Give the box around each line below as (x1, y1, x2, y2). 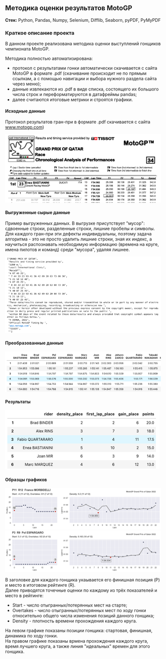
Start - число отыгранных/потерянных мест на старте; (12, 602, 127, 608)
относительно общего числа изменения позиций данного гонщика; (12, 613, 155, 619)
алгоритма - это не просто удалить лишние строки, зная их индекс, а (5, 236, 152, 242)
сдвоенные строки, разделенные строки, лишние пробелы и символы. (5, 226, 155, 232)
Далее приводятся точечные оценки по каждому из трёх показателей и (5, 587, 157, 593)
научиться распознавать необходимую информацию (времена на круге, (5, 241, 159, 247)
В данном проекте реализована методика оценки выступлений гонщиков (5, 41, 161, 47)
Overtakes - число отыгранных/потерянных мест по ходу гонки (12, 608, 146, 613)
